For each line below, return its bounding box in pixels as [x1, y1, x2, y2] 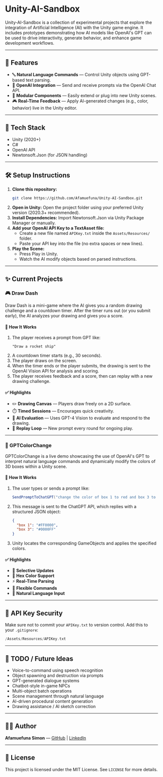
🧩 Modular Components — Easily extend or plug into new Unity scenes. [12, 92, 157, 98]
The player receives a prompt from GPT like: [12, 335, 101, 341]
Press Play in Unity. [19, 251, 58, 257]
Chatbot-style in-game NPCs [12, 683, 70, 689]
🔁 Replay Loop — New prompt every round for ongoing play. [12, 426, 133, 431]
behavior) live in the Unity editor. [12, 105, 78, 111]
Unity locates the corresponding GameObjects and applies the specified [12, 540, 157, 546]
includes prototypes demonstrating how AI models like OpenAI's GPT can [5, 30, 152, 35]
